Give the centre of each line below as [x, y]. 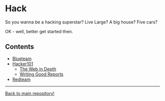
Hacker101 [23, 63]
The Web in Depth [38, 69]
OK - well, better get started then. [39, 31]
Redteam [21, 79]
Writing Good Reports [41, 74]
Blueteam [22, 59]
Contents [20, 47]
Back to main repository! [30, 93]
